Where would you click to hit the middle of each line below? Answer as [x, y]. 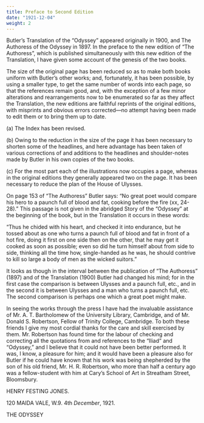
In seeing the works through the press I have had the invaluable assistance [100, 309]
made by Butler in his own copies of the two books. [70, 160]
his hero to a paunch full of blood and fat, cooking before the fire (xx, [93, 202]
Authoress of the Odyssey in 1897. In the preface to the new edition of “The [100, 47]
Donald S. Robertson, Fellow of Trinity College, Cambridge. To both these [98, 322]
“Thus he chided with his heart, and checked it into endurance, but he [93, 227]
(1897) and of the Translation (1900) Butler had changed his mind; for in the [100, 277]
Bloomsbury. [22, 379]
